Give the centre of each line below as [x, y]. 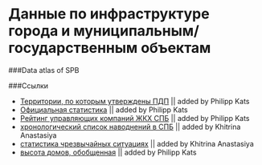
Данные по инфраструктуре [109, 14]
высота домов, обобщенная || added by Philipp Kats [108, 152]
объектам [176, 48]
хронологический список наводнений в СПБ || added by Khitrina [130, 127]
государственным [73, 48]
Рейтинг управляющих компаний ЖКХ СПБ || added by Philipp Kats [135, 118]
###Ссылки [29, 86]
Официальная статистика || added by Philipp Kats [104, 110]
